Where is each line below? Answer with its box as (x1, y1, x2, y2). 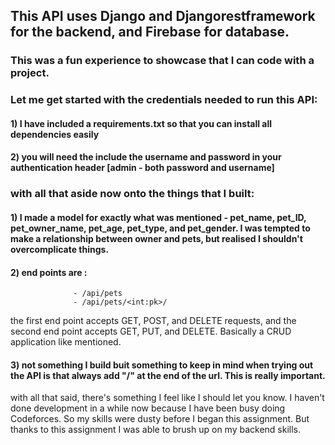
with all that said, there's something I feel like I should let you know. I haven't (10, 392, 325, 404)
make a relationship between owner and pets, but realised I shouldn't (10, 232, 303, 244)
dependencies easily (10, 128, 100, 140)
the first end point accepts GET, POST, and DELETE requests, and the (10, 315, 297, 327)
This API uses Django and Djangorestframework (10, 8, 316, 25)
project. (10, 66, 50, 80)
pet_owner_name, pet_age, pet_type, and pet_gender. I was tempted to (10, 222, 311, 234)
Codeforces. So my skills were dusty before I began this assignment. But (10, 413, 310, 425)
